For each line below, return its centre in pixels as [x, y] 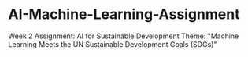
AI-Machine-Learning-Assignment [124, 14]
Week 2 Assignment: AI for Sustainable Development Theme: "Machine [124, 36]
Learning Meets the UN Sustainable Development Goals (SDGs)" [113, 44]
